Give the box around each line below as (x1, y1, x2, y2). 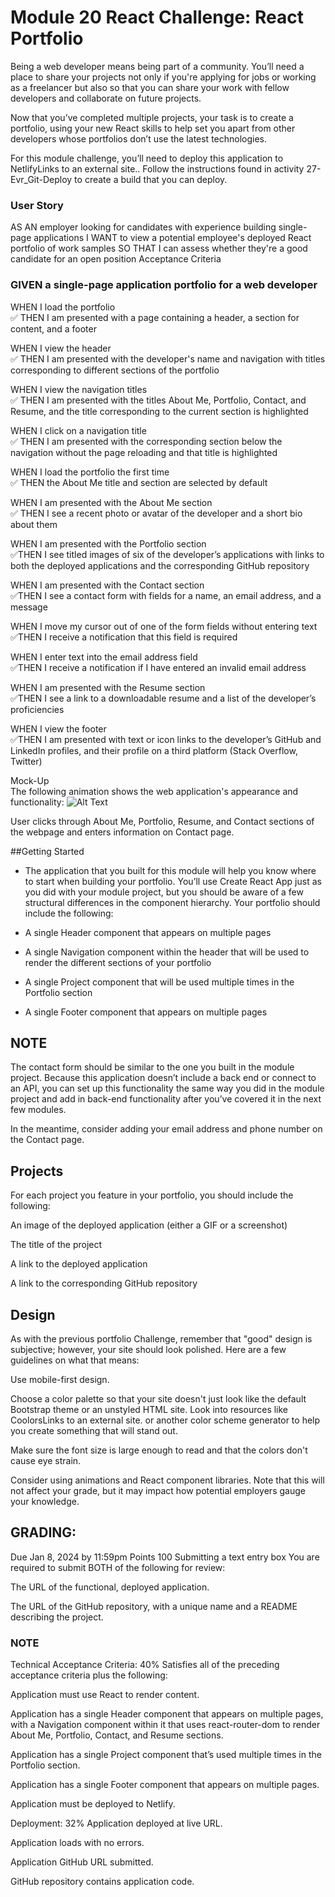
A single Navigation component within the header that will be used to (24, 946, 310, 958)
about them (10, 518, 58, 530)
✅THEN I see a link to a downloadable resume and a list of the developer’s (10, 692, 317, 704)
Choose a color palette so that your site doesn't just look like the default (10, 1392, 307, 1405)
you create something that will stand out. (10, 1424, 178, 1436)
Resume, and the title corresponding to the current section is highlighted (10, 405, 309, 417)
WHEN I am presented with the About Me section (10, 496, 213, 508)
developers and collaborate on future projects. (10, 92, 202, 104)
